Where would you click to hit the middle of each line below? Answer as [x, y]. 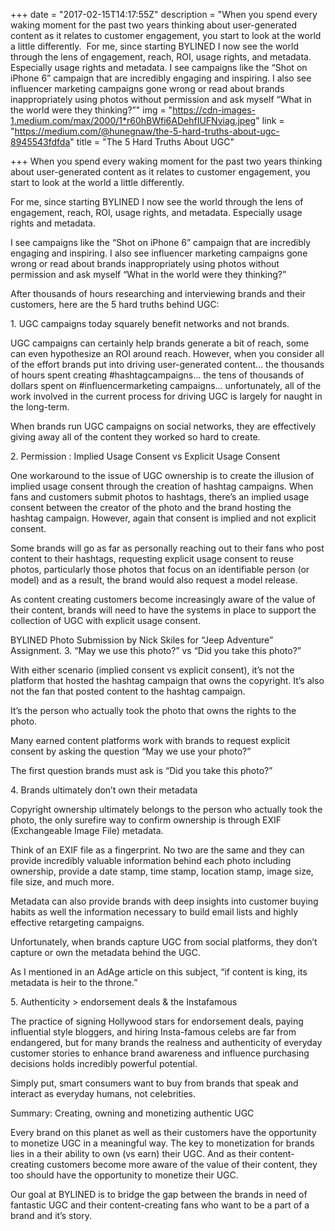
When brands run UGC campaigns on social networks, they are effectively [163, 426]
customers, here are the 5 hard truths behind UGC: [115, 304]
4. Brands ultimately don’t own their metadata [104, 790]
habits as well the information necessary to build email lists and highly [154, 912]
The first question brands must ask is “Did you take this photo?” [141, 770]
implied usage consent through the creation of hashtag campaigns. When [162, 486]
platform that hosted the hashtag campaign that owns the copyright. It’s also [167, 680]
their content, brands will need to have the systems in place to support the [163, 610]
